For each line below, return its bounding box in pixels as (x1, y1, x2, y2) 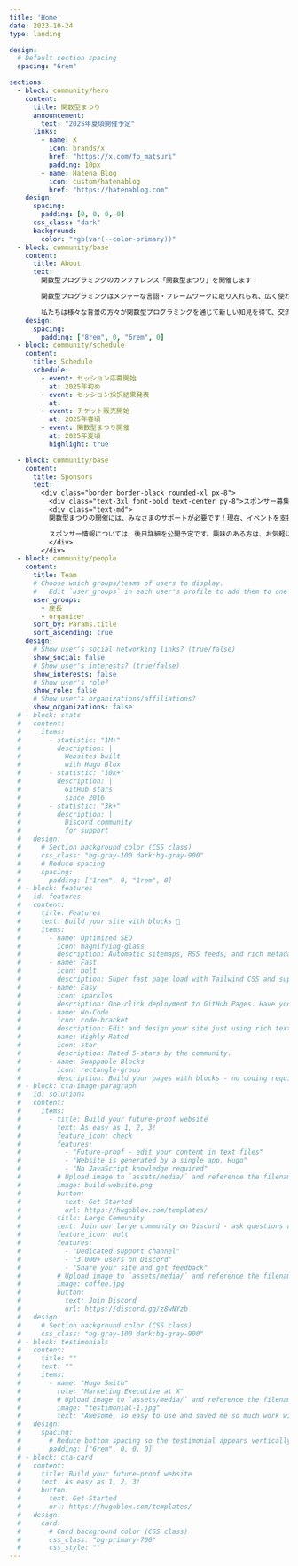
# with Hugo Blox (17, 760, 122, 770)
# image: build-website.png (17, 1180, 153, 1189)
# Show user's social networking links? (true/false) (32, 645, 237, 654)
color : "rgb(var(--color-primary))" (41, 234, 176, 244)
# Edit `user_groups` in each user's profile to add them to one (32, 587, 288, 596)
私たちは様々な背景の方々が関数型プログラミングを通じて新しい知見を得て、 (41, 308, 278, 317)
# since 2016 (17, 793, 105, 803)
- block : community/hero (17, 86, 109, 95)
